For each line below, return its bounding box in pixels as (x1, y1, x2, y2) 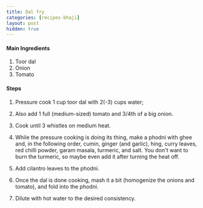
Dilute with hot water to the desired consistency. (15, 195, 136, 202)
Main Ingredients (6, 44, 50, 52)
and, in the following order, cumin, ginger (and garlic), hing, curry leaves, (15, 140, 198, 147)
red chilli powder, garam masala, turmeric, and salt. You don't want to (15, 146, 189, 153)
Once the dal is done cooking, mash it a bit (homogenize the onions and (15, 176, 195, 184)
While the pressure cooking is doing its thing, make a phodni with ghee (15, 133, 193, 141)
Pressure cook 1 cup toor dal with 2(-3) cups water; (15, 98, 144, 106)
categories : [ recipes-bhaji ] (6, 15, 80, 21)
